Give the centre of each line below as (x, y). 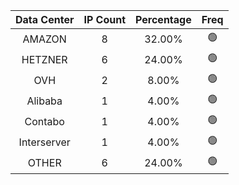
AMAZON (44, 39)
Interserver (44, 142)
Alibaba (44, 101)
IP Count (105, 19)
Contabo (44, 121)
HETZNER (44, 59)
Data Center (45, 19)
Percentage (163, 19)
